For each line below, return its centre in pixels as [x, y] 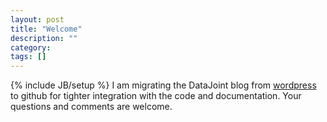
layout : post [37, 19]
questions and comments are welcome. [91, 107]
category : [31, 47]
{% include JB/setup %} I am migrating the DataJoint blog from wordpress [163, 85]
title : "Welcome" [46, 29]
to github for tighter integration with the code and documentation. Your [156, 96]
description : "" [44, 38]
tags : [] [28, 57]
